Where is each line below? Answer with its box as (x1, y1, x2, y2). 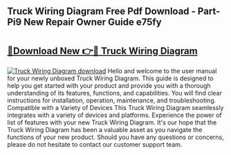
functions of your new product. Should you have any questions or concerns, (7, 133, 225, 141)
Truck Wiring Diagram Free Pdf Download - (7, 6, 196, 17)
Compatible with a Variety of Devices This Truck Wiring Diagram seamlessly (7, 104, 224, 111)
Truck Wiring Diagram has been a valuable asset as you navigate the (7, 126, 203, 134)
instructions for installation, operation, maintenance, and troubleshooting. (7, 96, 216, 104)
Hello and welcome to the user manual (107, 67, 217, 75)
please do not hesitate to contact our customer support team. (7, 140, 183, 148)
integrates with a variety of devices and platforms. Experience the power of (7, 111, 223, 119)
